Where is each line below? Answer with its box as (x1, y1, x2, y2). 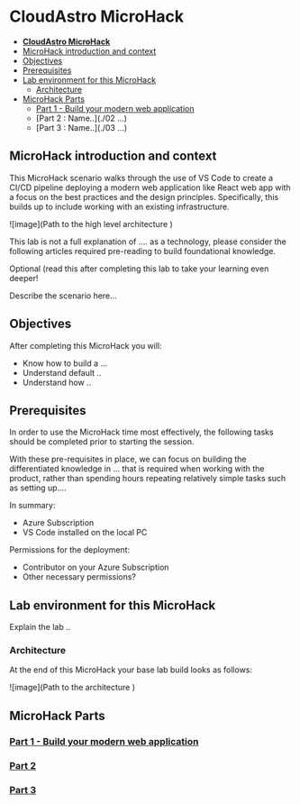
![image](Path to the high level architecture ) (9, 218, 173, 229)
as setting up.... (9, 482, 68, 493)
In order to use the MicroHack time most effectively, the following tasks (9, 426, 274, 438)
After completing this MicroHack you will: (9, 340, 162, 351)
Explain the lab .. (9, 622, 71, 633)
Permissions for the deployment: (9, 544, 131, 555)
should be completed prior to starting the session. (9, 436, 195, 447)
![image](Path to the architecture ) (9, 682, 136, 693)
